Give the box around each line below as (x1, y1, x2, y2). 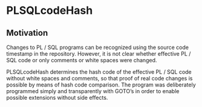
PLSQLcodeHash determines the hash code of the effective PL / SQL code (6, 68, 192, 76)
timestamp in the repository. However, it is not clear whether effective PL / (6, 50, 191, 57)
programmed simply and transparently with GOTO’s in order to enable (6, 88, 180, 94)
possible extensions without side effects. (6, 94, 108, 101)
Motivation (6, 28, 48, 38)
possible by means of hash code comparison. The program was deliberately (6, 81, 196, 88)
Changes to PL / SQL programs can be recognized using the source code (6, 44, 189, 51)
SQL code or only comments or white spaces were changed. (6, 57, 157, 63)
